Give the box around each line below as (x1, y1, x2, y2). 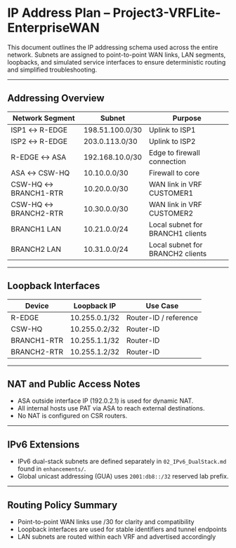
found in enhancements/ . (17, 465, 86, 473)
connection (148, 156, 186, 166)
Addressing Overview (7, 93, 105, 105)
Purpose (172, 113, 202, 123)
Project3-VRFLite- (112, 5, 221, 21)
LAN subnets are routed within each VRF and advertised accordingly (17, 533, 216, 541)
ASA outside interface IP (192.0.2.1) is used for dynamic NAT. (17, 396, 194, 405)
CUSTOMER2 (148, 208, 194, 218)
